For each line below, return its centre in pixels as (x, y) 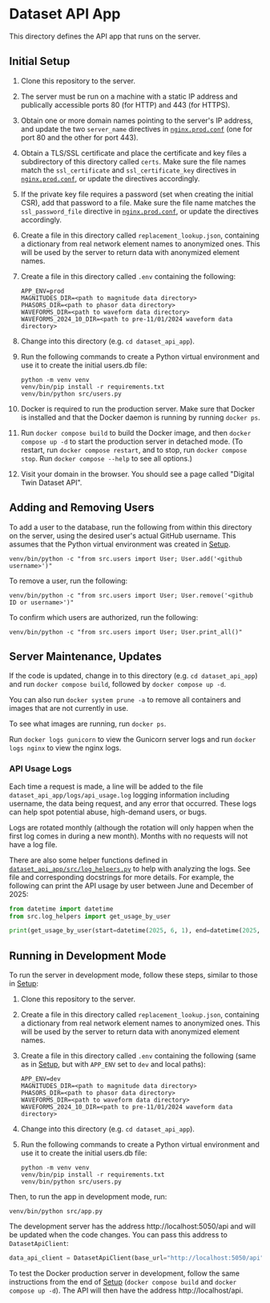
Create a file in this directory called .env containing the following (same (138, 1056)
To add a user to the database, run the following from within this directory (131, 527)
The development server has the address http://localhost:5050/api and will (132, 1226)
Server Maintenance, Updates (86, 656)
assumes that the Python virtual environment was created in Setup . (120, 544)
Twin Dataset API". (51, 482)
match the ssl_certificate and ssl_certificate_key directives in (129, 170)
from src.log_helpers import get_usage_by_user (90, 916)
